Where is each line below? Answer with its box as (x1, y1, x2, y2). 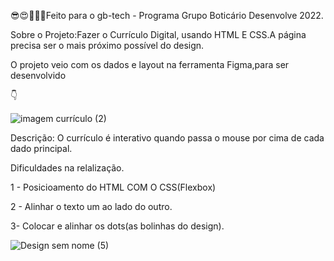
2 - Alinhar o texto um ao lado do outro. (10, 201, 173, 212)
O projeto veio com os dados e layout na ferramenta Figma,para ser (10, 59, 290, 70)
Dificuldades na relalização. (10, 162, 125, 174)
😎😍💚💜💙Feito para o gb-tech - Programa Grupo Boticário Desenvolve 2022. (10, 10, 324, 21)
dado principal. (10, 143, 73, 154)
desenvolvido (10, 70, 67, 81)
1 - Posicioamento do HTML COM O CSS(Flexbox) (10, 181, 217, 193)
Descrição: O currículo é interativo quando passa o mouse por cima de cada (10, 132, 325, 144)
